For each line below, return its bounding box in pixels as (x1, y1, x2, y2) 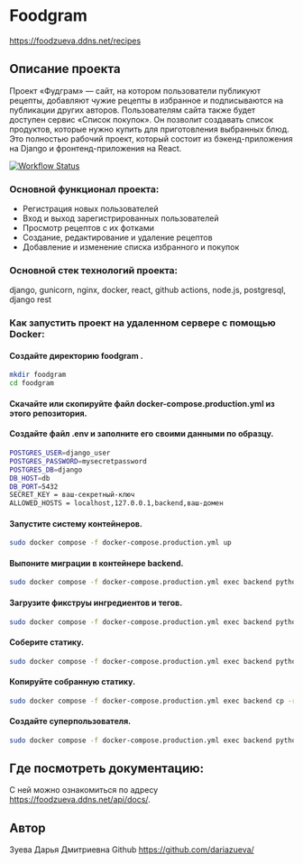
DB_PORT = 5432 (9, 482, 59, 492)
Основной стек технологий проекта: (9, 263, 179, 276)
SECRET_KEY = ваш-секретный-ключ (9, 491, 135, 500)
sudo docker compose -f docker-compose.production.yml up (9, 538, 232, 547)
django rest (9, 294, 52, 305)
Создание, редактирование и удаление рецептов (22, 232, 214, 244)
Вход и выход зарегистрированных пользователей (22, 213, 219, 224)
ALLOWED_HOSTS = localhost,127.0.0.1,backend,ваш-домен (9, 499, 224, 508)
